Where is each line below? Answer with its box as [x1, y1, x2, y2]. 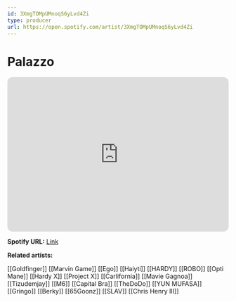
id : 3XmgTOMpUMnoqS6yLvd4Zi [7, 10, 90, 18]
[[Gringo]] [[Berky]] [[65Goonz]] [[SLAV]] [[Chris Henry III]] [7, 287, 179, 296]
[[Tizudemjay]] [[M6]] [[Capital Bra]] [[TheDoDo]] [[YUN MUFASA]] [7, 280, 202, 288]
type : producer [7, 17, 52, 24]
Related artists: [7, 251, 53, 260]
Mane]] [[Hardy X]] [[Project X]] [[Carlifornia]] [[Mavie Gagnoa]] [7, 272, 193, 281]
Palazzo [7, 53, 55, 70]
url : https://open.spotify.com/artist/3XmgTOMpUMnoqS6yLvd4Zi [7, 23, 193, 30]
